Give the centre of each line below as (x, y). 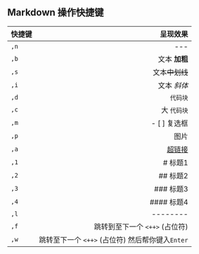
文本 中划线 (171, 72)
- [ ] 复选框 (169, 123)
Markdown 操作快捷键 (56, 13)
